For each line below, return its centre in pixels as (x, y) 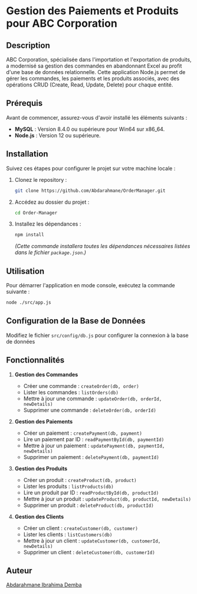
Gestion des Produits (41, 468)
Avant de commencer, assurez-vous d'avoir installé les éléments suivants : (97, 117)
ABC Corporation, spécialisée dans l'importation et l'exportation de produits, (99, 60)
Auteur (19, 571)
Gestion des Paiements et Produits (92, 11)
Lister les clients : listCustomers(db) (68, 534)
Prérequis (24, 103)
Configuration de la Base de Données (76, 321)
